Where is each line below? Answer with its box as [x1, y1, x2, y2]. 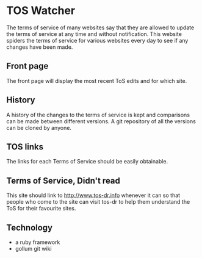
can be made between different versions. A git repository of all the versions [6, 117, 197, 125]
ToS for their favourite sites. [6, 205, 76, 212]
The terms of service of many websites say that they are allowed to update [6, 24, 195, 31]
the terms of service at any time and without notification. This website [6, 30, 182, 37]
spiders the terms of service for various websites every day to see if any [6, 37, 189, 44]
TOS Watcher [6, 4, 76, 18]
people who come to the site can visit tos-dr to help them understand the [6, 198, 190, 206]
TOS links [6, 142, 44, 152]
